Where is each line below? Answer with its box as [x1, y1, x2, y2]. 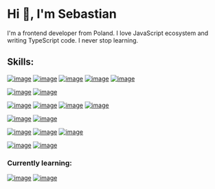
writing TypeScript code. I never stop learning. [7, 36, 139, 44]
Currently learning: [7, 158, 72, 168]
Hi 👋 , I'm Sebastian [7, 6, 117, 22]
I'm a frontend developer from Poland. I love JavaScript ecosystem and [7, 29, 209, 37]
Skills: [7, 56, 34, 68]
